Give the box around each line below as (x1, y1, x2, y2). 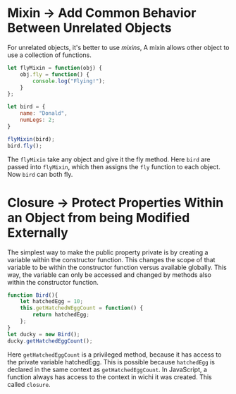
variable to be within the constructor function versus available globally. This (7, 263, 227, 271)
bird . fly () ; (7, 142, 42, 149)
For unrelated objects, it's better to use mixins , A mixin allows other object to (7, 43, 230, 51)
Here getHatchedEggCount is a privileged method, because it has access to (7, 350, 222, 359)
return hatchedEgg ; (32, 312, 90, 319)
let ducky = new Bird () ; (7, 331, 80, 338)
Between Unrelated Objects (7, 20, 172, 36)
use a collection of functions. (7, 51, 92, 59)
